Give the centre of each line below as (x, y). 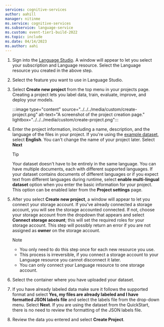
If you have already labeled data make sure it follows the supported (80, 289)
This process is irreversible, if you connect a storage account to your (89, 255)
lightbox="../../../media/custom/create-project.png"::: (65, 119)
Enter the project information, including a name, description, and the (81, 129)
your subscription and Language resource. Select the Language (76, 65)
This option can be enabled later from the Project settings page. (77, 189)
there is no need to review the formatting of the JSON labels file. (77, 310)
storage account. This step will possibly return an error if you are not (81, 225)
